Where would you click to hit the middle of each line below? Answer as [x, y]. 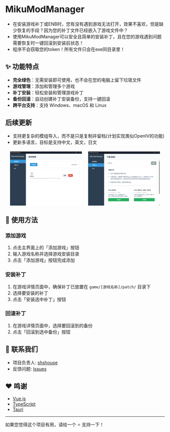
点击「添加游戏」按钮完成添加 [44, 260]
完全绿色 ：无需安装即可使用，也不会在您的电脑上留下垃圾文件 [77, 80]
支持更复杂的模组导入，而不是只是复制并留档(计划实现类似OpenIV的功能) [89, 136]
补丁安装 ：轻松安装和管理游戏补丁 [48, 93]
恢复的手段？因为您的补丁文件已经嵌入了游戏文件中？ [72, 30]
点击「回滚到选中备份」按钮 [41, 332]
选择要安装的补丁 [30, 293]
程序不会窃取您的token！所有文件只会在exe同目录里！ [69, 49]
